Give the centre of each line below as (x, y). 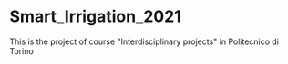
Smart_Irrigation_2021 (96, 17)
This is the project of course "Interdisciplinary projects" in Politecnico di (144, 41)
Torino (21, 50)
